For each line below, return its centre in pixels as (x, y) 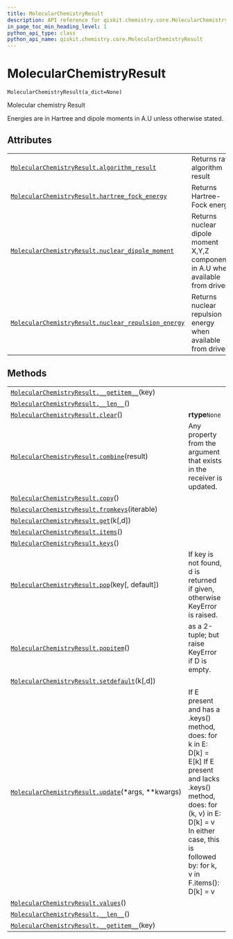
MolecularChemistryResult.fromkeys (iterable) (84, 509)
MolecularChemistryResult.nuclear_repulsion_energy (98, 322)
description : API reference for (54, 20)
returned (202, 580)
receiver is (205, 478)
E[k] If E (201, 761)
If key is (201, 554)
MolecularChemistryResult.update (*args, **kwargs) (96, 791)
